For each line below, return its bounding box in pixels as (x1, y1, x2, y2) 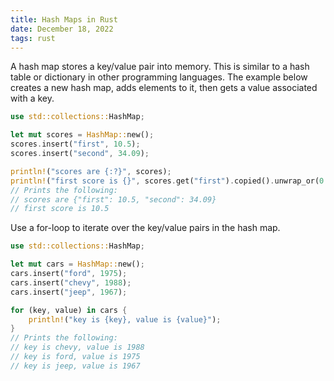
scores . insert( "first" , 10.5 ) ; (10, 139, 141, 150)
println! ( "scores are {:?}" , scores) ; (10, 166, 172, 176)
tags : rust (10, 33, 56, 43)
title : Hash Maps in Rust (10, 14, 118, 25)
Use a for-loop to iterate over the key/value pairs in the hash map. (10, 222, 281, 234)
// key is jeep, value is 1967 (10, 361, 141, 371)
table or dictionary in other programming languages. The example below (10, 71, 308, 83)
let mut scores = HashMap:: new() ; (10, 130, 155, 140)
